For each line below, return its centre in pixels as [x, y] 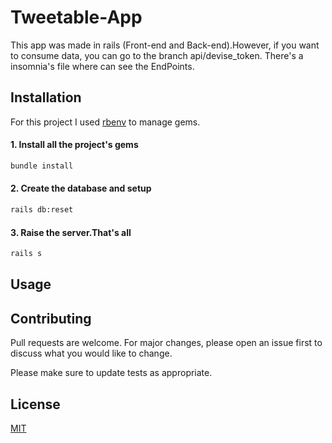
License [35, 404]
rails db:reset [42, 210]
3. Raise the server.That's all [71, 232]
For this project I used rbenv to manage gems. [105, 122]
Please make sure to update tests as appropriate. [111, 373]
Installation [46, 97]
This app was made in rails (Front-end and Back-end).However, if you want [165, 45]
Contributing [51, 318]
